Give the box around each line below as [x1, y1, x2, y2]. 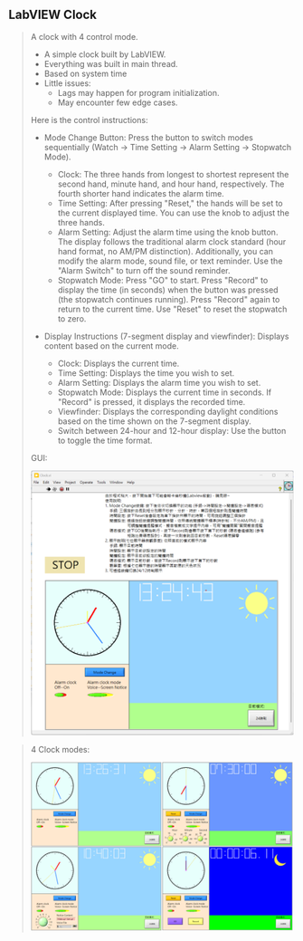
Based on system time [43, 68, 128, 79]
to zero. [57, 312, 87, 324]
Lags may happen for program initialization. [57, 87, 220, 98]
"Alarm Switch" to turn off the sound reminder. [57, 264, 231, 275]
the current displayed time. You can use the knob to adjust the [57, 207, 290, 218]
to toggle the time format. [57, 435, 153, 446]
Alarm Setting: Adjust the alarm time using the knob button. [57, 226, 279, 237]
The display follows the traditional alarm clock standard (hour [57, 235, 287, 247]
